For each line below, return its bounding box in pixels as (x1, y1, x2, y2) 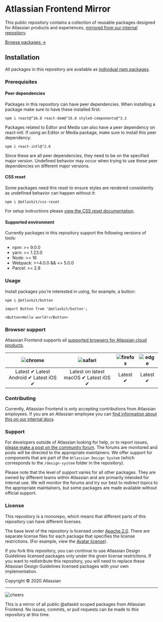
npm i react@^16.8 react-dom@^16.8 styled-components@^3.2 (5, 116, 127, 121)
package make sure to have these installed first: (5, 106, 101, 112)
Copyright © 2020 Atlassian (5, 578, 61, 584)
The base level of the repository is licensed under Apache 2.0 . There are (5, 528, 150, 533)
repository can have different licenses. (5, 518, 82, 524)
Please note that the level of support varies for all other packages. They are (5, 469, 156, 475)
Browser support (5, 326, 46, 333)
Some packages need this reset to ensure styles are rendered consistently (5, 185, 154, 191)
